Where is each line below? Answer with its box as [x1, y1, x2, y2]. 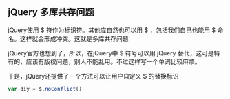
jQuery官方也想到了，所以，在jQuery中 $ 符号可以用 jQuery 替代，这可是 [8, 48, 214, 57]
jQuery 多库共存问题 [8, 6, 95, 18]
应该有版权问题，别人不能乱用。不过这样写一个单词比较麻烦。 [25, 57, 201, 66]
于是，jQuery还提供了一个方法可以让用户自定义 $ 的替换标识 [8, 72, 179, 80]
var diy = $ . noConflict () [8, 85, 82, 92]
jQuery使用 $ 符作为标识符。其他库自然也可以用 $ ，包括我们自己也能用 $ [8, 26, 216, 34]
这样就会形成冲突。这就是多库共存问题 [19, 34, 129, 42]
